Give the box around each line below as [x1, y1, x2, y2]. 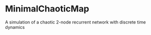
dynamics [5, 24, 25, 30]
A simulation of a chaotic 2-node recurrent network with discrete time [5, 19, 146, 25]
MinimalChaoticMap [5, 3, 89, 14]
